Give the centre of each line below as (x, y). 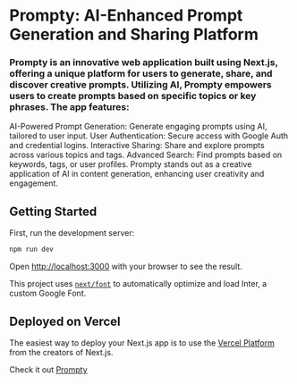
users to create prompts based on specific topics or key (133, 96)
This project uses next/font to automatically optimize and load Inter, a (138, 284)
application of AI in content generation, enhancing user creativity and (137, 174)
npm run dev (31, 250)
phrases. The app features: (69, 107)
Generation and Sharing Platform (134, 34)
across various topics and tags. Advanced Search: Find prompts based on (146, 155)
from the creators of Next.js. (61, 352)
